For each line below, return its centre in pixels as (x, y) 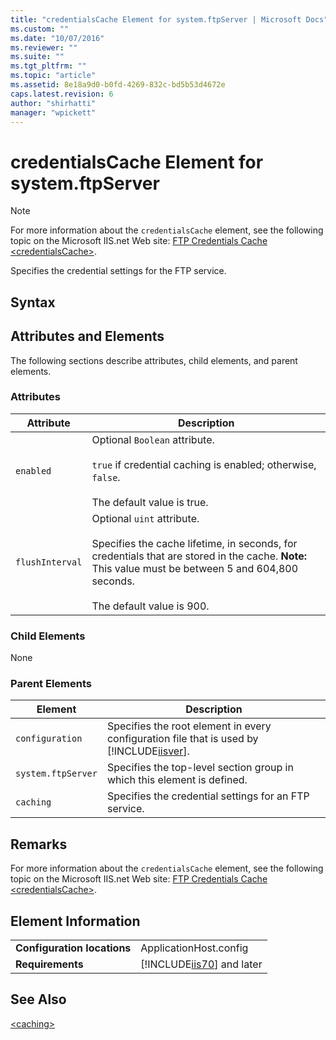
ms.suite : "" (37, 57)
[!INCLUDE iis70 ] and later (201, 964)
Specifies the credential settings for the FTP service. (118, 271)
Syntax (33, 302)
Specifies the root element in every (189, 726)
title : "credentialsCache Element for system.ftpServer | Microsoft (156, 19)
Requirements (49, 964)
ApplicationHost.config (194, 948)
